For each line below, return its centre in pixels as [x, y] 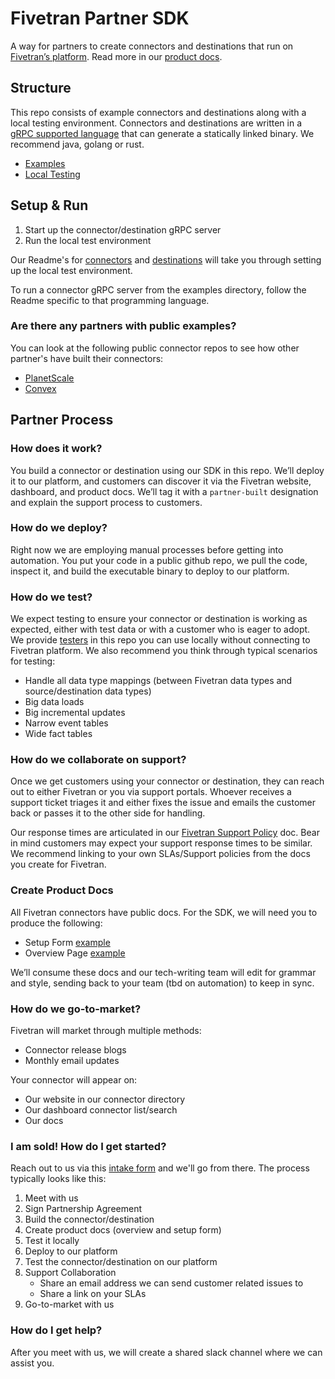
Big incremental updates [75, 713]
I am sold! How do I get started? [88, 1146]
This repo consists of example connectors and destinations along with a [158, 112]
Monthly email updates [72, 1061]
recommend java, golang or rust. [77, 144]
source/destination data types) [88, 691]
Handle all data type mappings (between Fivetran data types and [158, 681]
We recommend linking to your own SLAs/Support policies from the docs [160, 854]
